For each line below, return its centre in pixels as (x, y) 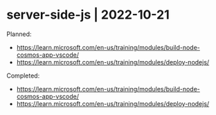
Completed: (23, 76)
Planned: (19, 34)
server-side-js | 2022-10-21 (88, 15)
